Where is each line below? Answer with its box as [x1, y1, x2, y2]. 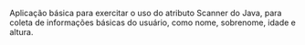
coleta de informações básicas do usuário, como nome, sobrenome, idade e [9, 17, 297, 28]
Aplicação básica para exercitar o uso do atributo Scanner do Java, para [9, 8, 282, 18]
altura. [9, 27, 34, 37]
